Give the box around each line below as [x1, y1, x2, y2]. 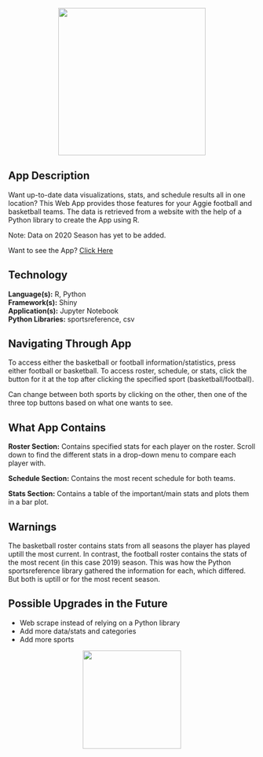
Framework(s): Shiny [8, 297, 78, 307]
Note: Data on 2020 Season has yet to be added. [8, 230, 166, 240]
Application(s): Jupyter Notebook [8, 306, 119, 315]
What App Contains [8, 421, 106, 434]
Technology [8, 268, 68, 282]
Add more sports [19, 634, 75, 644]
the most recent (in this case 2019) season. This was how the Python [8, 558, 232, 568]
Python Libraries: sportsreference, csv [8, 314, 135, 324]
